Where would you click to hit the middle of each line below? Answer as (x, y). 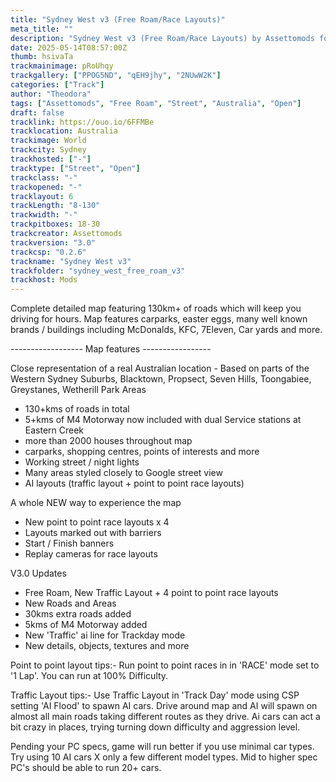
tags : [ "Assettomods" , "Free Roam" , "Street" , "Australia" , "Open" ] (156, 103)
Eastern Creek (54, 430)
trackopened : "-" (46, 187)
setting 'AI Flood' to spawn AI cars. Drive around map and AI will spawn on (164, 706)
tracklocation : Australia (64, 131)
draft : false (37, 112)
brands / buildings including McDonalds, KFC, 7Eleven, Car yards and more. (166, 330)
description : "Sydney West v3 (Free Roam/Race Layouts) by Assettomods (162, 38)
